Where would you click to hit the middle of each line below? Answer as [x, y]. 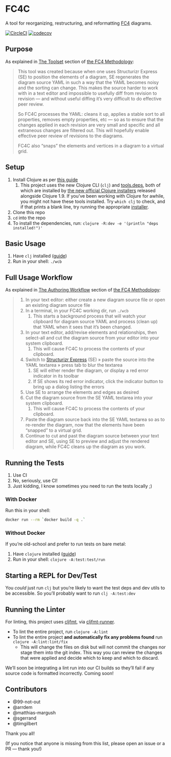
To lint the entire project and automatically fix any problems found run [88, 637]
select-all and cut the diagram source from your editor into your [92, 338]
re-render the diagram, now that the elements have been [85, 425]
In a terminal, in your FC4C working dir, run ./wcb [77, 311]
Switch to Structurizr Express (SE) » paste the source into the [90, 360]
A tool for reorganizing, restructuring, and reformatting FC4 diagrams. [79, 23]
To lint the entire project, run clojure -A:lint [60, 632]
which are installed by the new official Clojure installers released [88, 191]
